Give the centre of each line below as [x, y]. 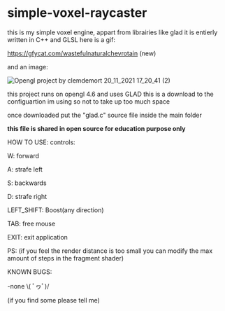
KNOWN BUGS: [30, 272]
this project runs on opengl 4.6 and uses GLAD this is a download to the [111, 94]
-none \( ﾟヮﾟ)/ [28, 286]
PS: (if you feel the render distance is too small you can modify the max [110, 251]
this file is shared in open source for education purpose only [96, 128]
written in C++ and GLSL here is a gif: [61, 39]
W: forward [23, 155]
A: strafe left [25, 169]
